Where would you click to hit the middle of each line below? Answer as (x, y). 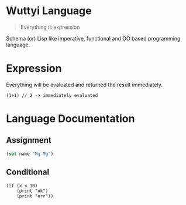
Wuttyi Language (49, 11)
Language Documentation (70, 119)
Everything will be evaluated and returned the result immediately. (84, 85)
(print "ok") (32, 191)
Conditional (28, 172)
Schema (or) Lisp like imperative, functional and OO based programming (93, 38)
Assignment (29, 140)
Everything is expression (50, 27)
